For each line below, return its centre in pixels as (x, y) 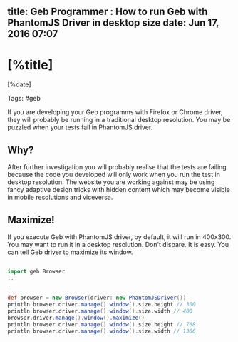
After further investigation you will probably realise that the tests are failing (117, 167)
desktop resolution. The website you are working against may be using (111, 182)
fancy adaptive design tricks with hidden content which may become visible (119, 190)
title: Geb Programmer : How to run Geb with (108, 12)
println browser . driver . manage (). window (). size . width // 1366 (102, 331)
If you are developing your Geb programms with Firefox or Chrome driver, (115, 112)
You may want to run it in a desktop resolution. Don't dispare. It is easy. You (118, 244)
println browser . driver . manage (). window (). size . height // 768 (102, 324)
